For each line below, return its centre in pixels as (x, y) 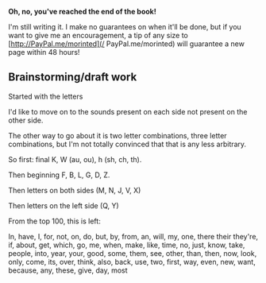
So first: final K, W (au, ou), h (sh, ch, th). (75, 159)
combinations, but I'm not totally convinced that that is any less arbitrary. (127, 144)
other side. (26, 120)
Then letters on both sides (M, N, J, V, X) (75, 190)
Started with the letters (46, 96)
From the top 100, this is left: (54, 221)
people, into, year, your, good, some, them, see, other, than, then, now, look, (133, 253)
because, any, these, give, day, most (68, 270)
